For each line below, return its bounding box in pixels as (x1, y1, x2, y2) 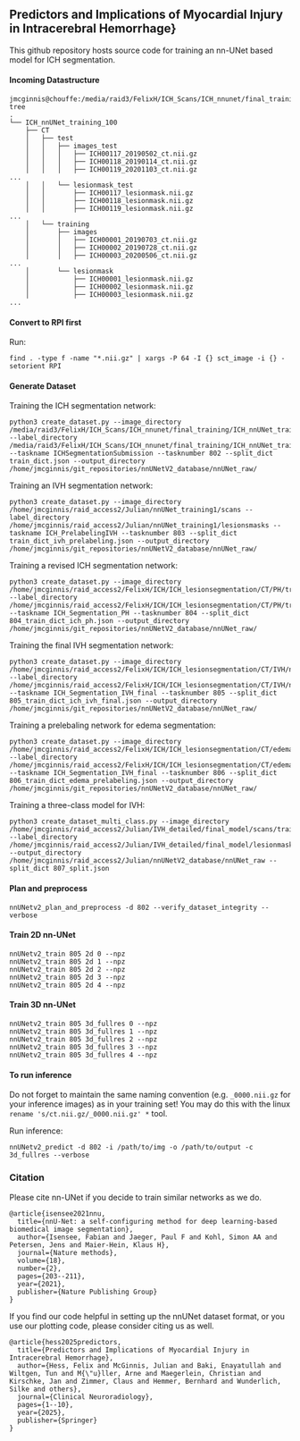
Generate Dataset (9, 380, 77, 392)
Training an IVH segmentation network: (9, 480, 154, 491)
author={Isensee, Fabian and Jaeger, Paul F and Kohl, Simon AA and (17, 1233, 278, 1242)
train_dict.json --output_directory (9, 457, 146, 466)
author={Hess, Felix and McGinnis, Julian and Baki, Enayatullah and (17, 1361, 281, 1370)
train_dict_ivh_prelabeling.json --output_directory (9, 536, 210, 546)
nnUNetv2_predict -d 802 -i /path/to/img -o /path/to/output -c (9, 1143, 254, 1152)
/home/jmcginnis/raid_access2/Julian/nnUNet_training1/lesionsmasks (9, 521, 270, 530)
